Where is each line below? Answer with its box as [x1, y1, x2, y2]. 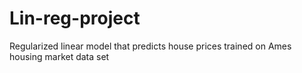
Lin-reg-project [9, 7, 141, 30]
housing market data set [9, 50, 110, 62]
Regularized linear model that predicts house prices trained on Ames [9, 40, 292, 52]
